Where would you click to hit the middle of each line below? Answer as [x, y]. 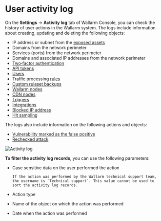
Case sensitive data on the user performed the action [66, 168]
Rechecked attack [30, 139]
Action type [24, 194]
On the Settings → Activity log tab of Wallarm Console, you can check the [80, 22]
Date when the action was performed [50, 213]
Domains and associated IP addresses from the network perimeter [79, 58]
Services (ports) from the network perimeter [57, 53]
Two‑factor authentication [38, 63]
